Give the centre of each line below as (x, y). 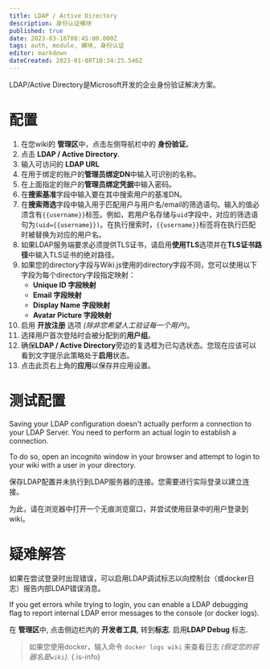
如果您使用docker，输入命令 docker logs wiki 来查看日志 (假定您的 (140, 646)
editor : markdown (38, 53)
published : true (36, 31)
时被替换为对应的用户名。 (63, 234)
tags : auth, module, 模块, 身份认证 (67, 46)
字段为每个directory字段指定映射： (78, 275)
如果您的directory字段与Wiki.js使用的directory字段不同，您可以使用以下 (139, 264)
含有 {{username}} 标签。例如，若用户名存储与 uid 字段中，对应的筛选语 (143, 214)
